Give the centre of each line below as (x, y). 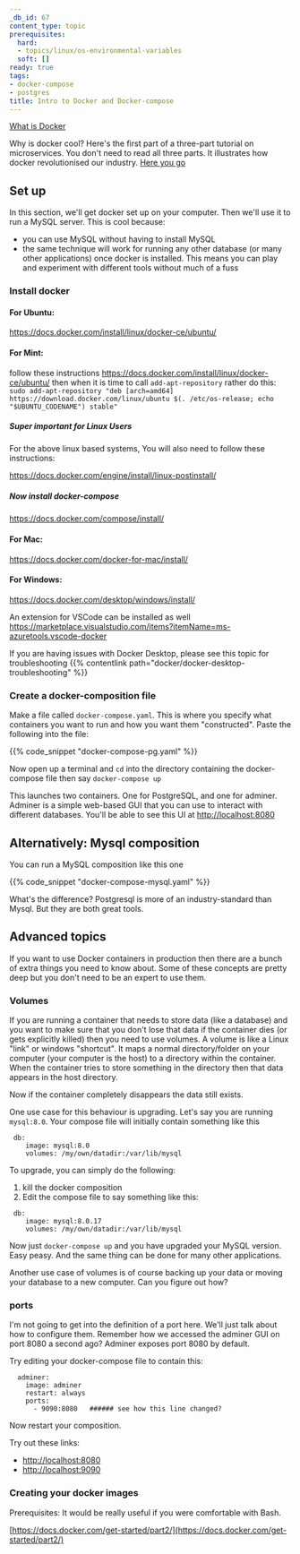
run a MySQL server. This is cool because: (87, 222)
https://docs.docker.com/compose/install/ (87, 519)
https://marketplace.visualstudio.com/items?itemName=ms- (120, 626)
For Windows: (36, 580)
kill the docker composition (72, 1188)
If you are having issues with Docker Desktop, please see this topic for (139, 653)
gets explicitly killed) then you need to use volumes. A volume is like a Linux (149, 1039)
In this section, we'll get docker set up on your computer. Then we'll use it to (150, 212)
